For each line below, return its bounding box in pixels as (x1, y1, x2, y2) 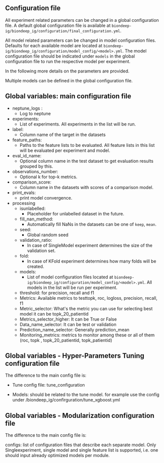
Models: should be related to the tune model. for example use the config (12, 392, 160, 397)
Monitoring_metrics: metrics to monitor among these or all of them (19, 332, 155, 338)
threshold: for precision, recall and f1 (19, 290, 95, 296)
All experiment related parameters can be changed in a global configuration (5, 17, 159, 23)
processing (12, 200, 36, 206)
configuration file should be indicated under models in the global (5, 53, 135, 59)
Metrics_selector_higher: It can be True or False (19, 316, 117, 322)
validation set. (27, 248, 56, 254)
